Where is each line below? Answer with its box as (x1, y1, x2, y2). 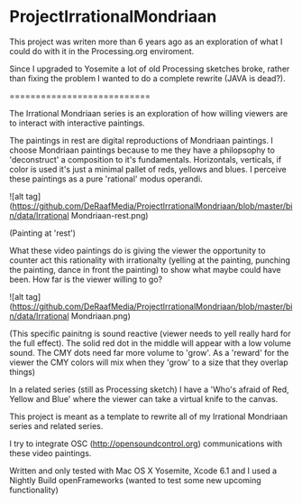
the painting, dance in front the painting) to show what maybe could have (9, 264, 281, 275)
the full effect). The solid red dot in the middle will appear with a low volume (9, 337, 291, 349)
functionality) (9, 484, 59, 495)
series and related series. (9, 420, 104, 431)
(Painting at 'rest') (9, 228, 77, 238)
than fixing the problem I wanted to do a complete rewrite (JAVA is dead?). (9, 72, 286, 83)
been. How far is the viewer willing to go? (9, 274, 163, 285)
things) (9, 366, 36, 377)
